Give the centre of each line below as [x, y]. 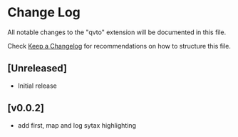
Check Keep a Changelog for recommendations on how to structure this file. [119, 46]
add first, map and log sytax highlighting [77, 125]
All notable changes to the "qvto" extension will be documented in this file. [117, 32]
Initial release [37, 86]
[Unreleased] [37, 68]
